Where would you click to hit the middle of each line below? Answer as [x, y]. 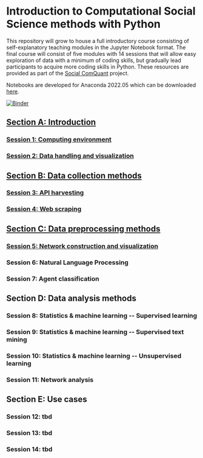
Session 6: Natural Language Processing [68, 262]
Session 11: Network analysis [50, 380]
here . [13, 91]
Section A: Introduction [51, 122]
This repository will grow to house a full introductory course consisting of [98, 41]
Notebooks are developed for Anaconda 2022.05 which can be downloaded [101, 85]
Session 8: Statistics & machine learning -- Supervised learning [102, 315]
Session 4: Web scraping [44, 209]
